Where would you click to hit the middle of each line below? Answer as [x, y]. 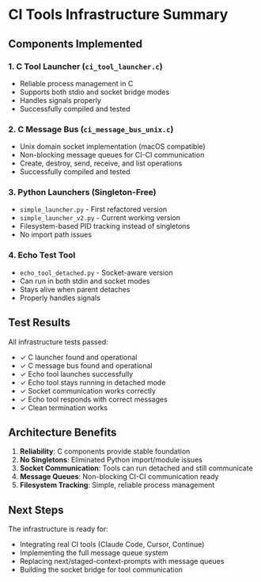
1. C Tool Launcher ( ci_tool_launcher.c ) [86, 67]
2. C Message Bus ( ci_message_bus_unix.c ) [91, 129]
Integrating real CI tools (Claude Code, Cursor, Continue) [112, 545]
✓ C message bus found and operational [86, 365]
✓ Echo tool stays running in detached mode [93, 382]
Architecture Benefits [62, 432]
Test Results [40, 323]
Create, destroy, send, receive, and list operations [101, 163]
